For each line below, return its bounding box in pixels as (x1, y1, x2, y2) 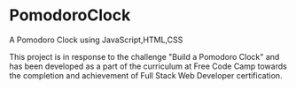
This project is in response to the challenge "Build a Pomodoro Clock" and (9, 51, 280, 62)
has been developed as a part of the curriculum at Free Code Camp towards (9, 61, 288, 71)
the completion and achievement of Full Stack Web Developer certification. (9, 70, 283, 80)
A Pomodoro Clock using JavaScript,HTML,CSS (9, 34, 183, 45)
